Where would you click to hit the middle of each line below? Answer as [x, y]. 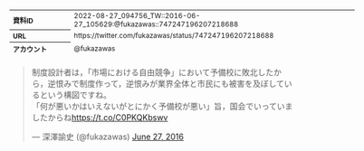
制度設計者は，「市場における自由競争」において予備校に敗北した [153, 72]
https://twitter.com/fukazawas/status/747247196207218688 [174, 36]
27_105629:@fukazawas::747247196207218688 [156, 24]
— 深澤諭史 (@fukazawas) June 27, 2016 [107, 137]
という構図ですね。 [75, 95]
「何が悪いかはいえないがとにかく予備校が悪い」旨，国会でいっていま [162, 106]
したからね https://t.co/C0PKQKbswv [100, 118]
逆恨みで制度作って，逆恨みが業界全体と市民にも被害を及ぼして [166, 84]
